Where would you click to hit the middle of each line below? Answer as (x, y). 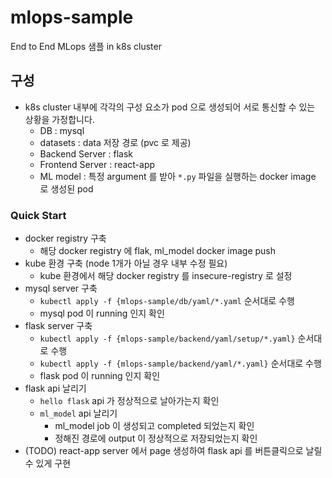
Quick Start (38, 215)
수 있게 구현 (48, 463)
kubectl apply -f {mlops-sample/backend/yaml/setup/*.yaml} (167, 339)
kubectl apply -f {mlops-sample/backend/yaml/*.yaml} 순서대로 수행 (180, 363)
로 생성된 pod (66, 188)
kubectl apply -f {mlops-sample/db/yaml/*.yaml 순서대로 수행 (167, 301)
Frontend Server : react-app (97, 164)
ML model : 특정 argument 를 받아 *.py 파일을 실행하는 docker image (178, 176)
